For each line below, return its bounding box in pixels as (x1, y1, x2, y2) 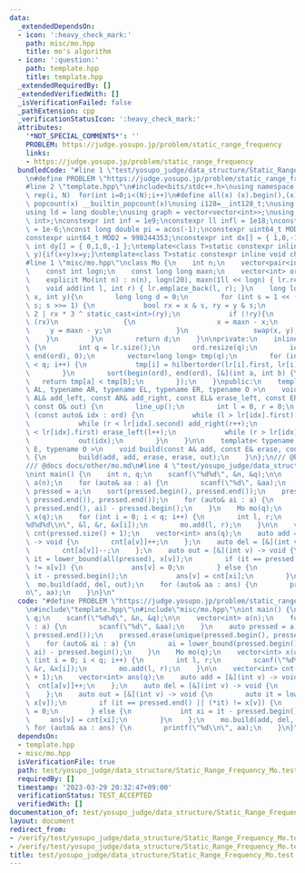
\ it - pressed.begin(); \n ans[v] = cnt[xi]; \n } (25, 571, 290, 580)
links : (25, 148, 51, 157)
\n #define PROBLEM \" (25, 174, 107, 183)
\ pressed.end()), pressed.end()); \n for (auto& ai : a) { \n (25, 495, 274, 505)
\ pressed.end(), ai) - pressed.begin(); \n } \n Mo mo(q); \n (25, 504, 282, 513)
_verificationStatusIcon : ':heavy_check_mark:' (17, 115, 202, 124)
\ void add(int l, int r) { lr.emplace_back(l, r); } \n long (25, 284, 286, 293)
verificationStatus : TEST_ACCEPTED (17, 791, 152, 800)
